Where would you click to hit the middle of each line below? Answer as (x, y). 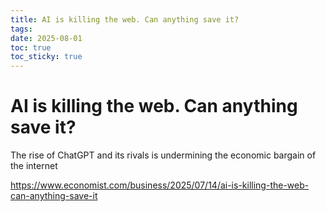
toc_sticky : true (46, 57)
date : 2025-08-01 (46, 38)
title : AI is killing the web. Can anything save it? (125, 19)
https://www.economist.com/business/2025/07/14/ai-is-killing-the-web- (160, 185)
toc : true (31, 47)
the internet (34, 166)
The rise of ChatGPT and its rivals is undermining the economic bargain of (163, 155)
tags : (21, 29)
